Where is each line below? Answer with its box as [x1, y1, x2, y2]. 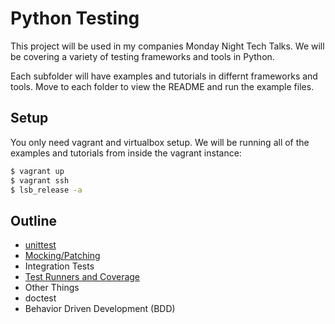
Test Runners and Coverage [24, 271, 141, 283]
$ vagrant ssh [10, 175, 70, 186]
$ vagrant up [10, 166, 65, 176]
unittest [24, 239, 57, 251]
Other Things [24, 282, 80, 294]
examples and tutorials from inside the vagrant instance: [10, 147, 242, 159]
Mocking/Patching [24, 250, 101, 262]
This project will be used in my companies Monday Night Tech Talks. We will [10, 40, 325, 52]
